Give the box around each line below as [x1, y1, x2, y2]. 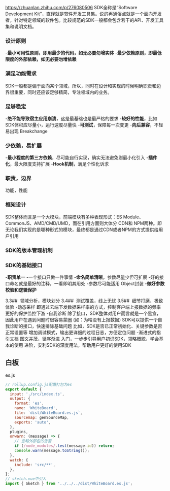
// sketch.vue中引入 [5, 476, 47, 481]
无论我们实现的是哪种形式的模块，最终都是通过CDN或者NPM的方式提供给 [5, 226, 159, 233]
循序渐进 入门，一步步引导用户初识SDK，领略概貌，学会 [42, 336, 159, 342]
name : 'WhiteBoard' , [14, 406, 58, 411]
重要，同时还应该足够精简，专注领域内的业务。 [14, 89, 112, 95]
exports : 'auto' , [14, 419, 51, 425]
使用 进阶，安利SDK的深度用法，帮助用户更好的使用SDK [14, 342, 131, 348]
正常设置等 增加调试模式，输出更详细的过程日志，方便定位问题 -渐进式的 [5, 330, 157, 335]
